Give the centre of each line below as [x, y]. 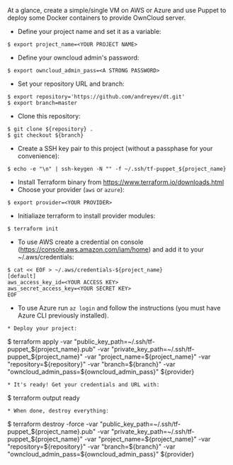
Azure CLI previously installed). [63, 315]
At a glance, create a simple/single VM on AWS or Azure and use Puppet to [117, 10]
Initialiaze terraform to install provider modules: [86, 216]
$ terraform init [33, 229]
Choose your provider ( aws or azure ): [71, 190]
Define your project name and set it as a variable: [89, 32]
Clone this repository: [49, 116]
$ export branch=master [42, 103]
